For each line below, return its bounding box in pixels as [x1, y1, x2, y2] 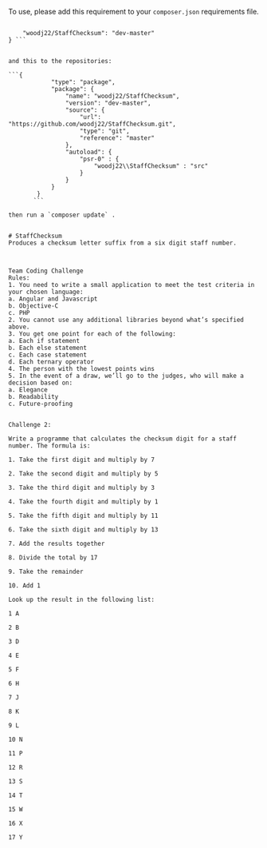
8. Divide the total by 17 [8, 554, 98, 562]
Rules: [8, 274, 30, 282]
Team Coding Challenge [8, 267, 84, 275]
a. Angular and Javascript [8, 295, 98, 303]
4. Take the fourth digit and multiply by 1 [8, 498, 159, 506]
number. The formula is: [8, 442, 91, 450]
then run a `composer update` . [8, 211, 116, 219]
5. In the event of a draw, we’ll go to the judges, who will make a [8, 372, 245, 380]
